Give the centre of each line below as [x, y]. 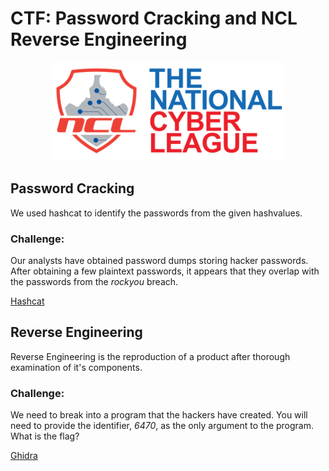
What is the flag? [45, 436]
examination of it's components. [76, 367]
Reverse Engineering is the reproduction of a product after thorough [150, 356]
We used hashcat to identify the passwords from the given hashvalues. [156, 213]
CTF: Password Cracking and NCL [154, 18]
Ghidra [24, 456]
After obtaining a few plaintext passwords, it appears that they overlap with [165, 271]
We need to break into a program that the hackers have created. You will [159, 415]
